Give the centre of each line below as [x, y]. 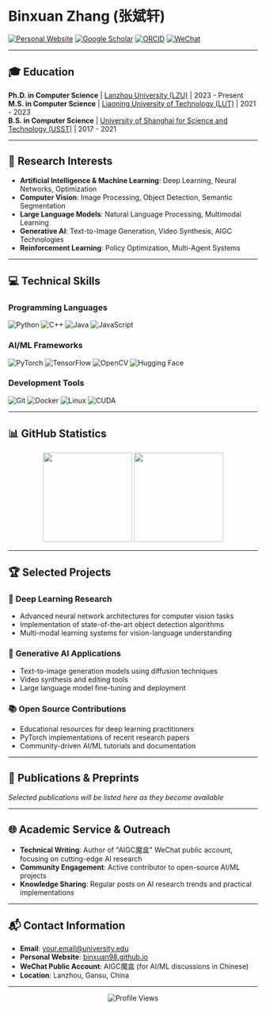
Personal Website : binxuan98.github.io [84, 957]
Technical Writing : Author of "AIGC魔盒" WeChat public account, [126, 850]
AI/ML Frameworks [46, 346]
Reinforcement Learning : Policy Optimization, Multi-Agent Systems [130, 247]
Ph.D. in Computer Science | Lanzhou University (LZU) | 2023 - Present [126, 95]
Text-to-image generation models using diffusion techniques [118, 671]
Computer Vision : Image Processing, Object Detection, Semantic [126, 197]
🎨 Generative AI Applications [65, 653]
